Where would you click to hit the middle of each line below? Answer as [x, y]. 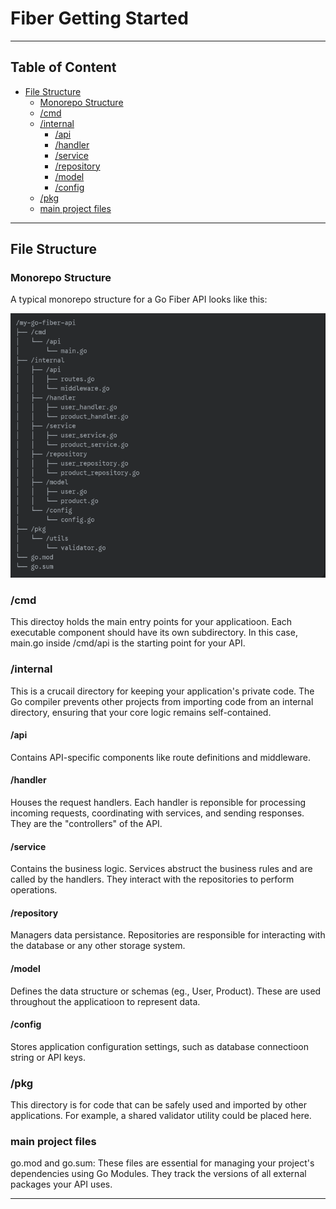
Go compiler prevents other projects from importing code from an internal [162, 701]
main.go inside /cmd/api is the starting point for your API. [128, 643]
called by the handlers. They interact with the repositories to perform [152, 879]
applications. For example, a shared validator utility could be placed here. [161, 1116]
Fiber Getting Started [99, 18]
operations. [34, 890]
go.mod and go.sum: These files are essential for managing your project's [162, 1163]
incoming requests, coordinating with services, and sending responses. [157, 813]
